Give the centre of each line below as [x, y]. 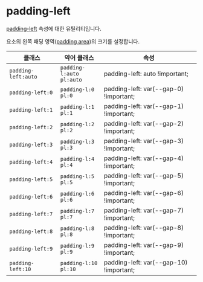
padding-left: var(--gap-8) [144, 228]
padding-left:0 [31, 92]
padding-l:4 [77, 159]
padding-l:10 [79, 263]
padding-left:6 [31, 197]
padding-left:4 [31, 162]
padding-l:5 [77, 176]
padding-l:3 [77, 141]
